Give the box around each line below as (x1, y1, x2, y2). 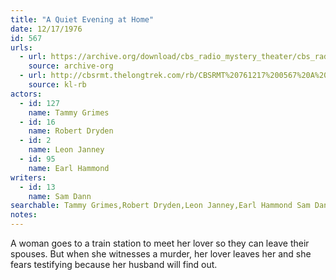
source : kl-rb (28, 80, 87, 90)
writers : (10, 172, 47, 183)
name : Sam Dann (28, 191, 92, 201)
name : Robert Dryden (28, 126, 114, 136)
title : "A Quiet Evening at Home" (10, 14, 155, 25)
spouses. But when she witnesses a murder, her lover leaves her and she (10, 248, 312, 260)
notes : (10, 210, 38, 220)
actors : (10, 89, 43, 99)
